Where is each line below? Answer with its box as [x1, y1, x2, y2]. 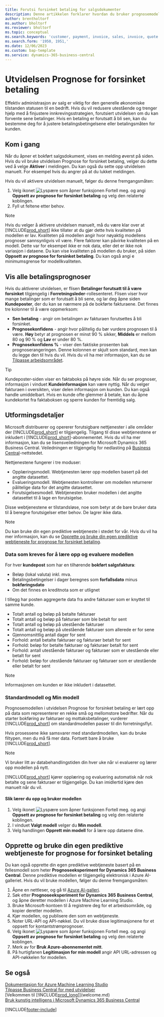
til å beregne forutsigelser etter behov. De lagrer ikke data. [5, 509, 123, 515]
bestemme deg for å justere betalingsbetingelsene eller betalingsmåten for [5, 121, 155, 127]
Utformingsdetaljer [5, 411, 64, 419]
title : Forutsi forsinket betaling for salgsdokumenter [5, 7, 121, 12]
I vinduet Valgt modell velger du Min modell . [12, 822, 102, 828]
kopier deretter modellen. [12, 908, 63, 913]
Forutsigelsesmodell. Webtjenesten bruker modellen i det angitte [12, 489, 142, 496]
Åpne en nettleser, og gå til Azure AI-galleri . [12, 887, 101, 893]
